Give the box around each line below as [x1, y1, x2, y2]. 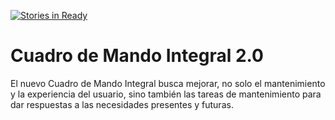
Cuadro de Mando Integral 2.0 [10, 45, 264, 67]
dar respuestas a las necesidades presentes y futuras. [10, 98, 234, 110]
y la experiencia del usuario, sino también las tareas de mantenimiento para [10, 88, 322, 100]
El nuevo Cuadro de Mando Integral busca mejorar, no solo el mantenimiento [10, 77, 326, 89]
